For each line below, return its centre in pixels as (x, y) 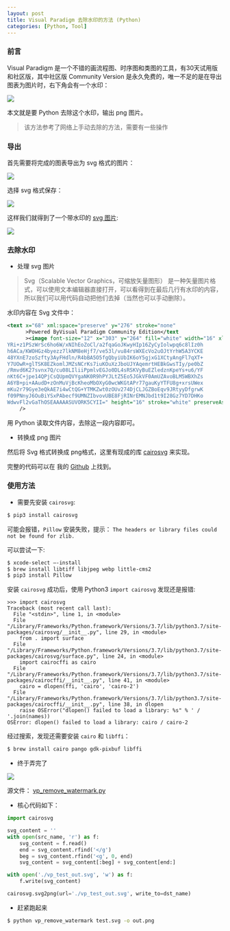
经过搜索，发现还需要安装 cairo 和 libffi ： (68, 736)
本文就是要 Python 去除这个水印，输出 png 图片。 (77, 112)
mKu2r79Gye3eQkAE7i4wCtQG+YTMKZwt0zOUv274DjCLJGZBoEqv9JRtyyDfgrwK (105, 390)
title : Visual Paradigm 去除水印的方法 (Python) (74, 20)
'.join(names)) (29, 717)
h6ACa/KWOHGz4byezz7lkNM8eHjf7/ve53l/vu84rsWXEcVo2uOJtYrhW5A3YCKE (105, 351)
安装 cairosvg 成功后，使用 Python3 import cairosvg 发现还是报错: (101, 589)
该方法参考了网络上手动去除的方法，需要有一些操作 (96, 127)
